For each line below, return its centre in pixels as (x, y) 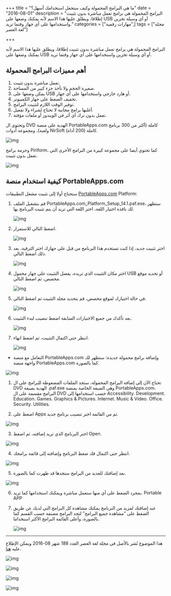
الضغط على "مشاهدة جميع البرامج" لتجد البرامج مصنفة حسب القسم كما (81, 513)
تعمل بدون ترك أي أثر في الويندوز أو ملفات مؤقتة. (60, 115)
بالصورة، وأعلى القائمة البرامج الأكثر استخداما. (56, 519)
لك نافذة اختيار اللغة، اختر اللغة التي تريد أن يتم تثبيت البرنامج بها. (74, 209)
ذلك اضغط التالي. (29, 254)
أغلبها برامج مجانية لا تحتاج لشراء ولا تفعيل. (53, 110)
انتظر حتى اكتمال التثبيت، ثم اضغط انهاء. (51, 337)
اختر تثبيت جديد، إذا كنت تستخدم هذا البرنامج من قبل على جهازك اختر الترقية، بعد (89, 248)
